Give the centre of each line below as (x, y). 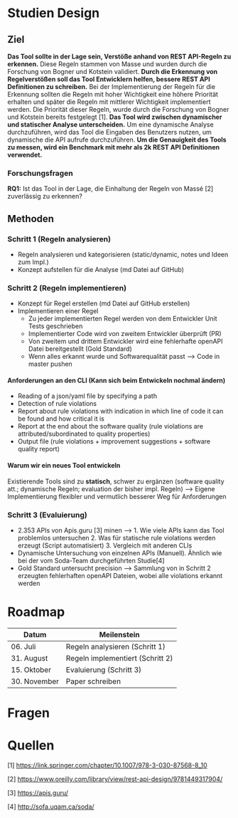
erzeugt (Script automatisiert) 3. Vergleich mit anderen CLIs (105, 545)
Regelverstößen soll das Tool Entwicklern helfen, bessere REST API (109, 79)
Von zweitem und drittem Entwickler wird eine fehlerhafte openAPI (125, 341)
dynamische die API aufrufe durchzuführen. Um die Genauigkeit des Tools (117, 140)
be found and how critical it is (61, 419)
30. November (35, 681)
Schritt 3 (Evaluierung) (47, 515)
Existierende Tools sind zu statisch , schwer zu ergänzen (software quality (116, 481)
